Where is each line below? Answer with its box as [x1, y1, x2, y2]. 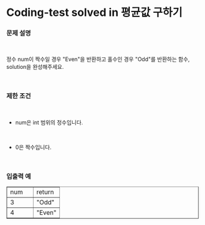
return [36, 188, 54, 196]
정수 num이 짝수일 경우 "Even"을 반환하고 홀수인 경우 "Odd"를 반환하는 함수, [6, 55, 190, 63]
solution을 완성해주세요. [6, 63, 64, 71]
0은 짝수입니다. [15, 143, 52, 151]
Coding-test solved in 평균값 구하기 [6, 5, 183, 20]
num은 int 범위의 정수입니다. [15, 118, 84, 126]
